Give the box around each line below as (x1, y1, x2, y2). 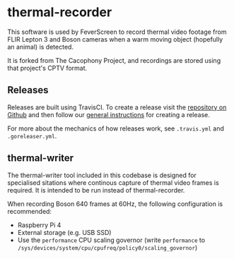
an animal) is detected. (7, 42, 74, 51)
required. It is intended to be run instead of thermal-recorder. (7, 186, 185, 194)
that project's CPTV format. (7, 64, 88, 72)
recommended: (7, 207, 52, 215)
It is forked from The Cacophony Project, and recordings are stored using (7, 56, 221, 64)
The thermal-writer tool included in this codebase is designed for (7, 171, 197, 179)
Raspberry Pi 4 (17, 220, 62, 229)
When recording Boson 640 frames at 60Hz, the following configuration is (7, 199, 223, 208)
